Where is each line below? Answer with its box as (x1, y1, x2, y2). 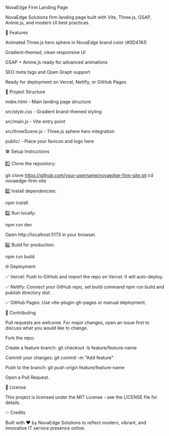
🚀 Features (5, 30, 28, 35)
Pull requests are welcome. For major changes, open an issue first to (5, 320, 150, 325)
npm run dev (5, 222, 32, 227)
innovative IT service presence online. (5, 425, 86, 431)
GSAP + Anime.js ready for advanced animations (5, 59, 108, 65)
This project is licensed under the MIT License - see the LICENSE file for (5, 394, 157, 400)
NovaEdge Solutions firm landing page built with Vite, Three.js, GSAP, (5, 14, 152, 20)
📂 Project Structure (5, 89, 45, 95)
